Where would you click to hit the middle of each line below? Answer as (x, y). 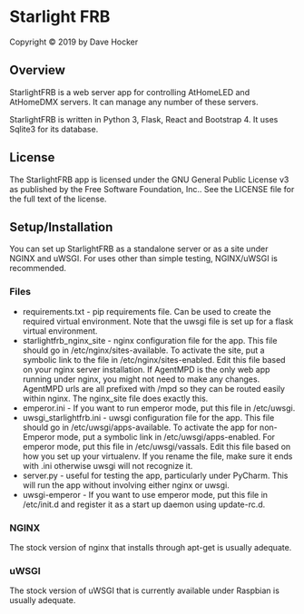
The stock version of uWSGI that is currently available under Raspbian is (144, 590)
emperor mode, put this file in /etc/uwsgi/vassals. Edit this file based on (157, 446)
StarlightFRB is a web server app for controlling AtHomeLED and (130, 92)
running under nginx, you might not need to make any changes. (141, 379)
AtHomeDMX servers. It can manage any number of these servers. (134, 102)
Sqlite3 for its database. (54, 129)
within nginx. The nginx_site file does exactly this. (115, 398)
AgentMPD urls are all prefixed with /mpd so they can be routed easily (154, 388)
